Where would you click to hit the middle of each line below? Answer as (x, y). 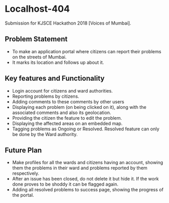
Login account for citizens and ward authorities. (62, 91)
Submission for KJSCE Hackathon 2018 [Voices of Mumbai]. (68, 23)
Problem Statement (36, 39)
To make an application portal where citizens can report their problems (87, 51)
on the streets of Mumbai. (39, 57)
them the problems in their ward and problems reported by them (80, 168)
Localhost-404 (37, 9)
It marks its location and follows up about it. (58, 62)
